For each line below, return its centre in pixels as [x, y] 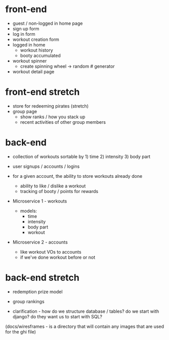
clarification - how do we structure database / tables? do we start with [86, 311]
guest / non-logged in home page [48, 23]
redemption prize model [37, 292]
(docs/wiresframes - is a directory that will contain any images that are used [85, 326]
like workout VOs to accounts [51, 252]
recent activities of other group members [63, 122]
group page [25, 111]
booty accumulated [40, 55]
